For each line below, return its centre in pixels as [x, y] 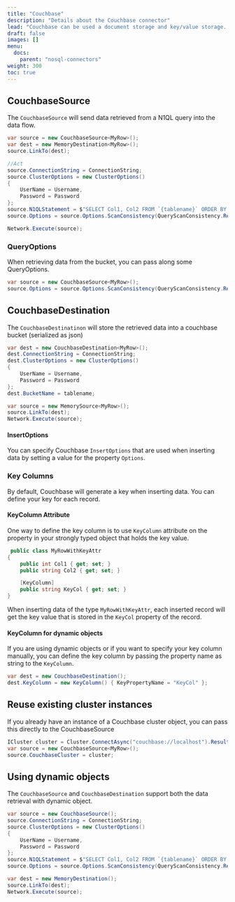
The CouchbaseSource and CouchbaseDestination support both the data [108, 794]
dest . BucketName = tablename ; [51, 393]
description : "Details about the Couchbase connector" [89, 20]
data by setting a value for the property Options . [76, 458]
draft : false [26, 33]
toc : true [22, 72]
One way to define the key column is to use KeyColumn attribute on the [107, 530]
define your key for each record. [54, 499]
